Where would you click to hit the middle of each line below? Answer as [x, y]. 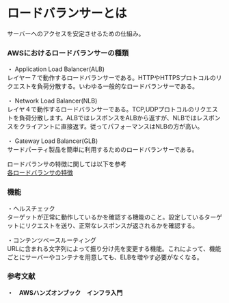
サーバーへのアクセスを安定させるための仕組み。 [76, 34]
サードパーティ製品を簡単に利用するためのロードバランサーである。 [103, 150]
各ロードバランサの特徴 [40, 173]
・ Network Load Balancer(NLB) [52, 101]
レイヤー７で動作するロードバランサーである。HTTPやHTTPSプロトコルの [112, 78]
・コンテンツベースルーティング [52, 240]
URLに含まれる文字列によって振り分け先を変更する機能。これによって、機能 [114, 248]
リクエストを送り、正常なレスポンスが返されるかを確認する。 [112, 225]
